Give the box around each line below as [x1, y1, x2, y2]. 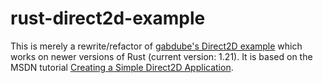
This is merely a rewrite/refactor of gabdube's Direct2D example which [10, 40, 303, 52]
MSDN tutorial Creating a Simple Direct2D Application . [10, 61, 234, 73]
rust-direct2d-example [10, 7, 206, 30]
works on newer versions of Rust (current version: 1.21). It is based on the [10, 50, 313, 62]
